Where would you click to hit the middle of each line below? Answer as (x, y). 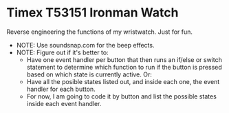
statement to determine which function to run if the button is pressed (124, 67)
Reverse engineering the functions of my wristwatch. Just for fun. (100, 32)
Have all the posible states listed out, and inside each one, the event (123, 81)
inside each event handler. (64, 103)
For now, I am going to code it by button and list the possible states (122, 96)
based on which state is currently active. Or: (89, 74)
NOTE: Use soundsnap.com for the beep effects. (85, 45)
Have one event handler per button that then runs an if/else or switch (124, 59)
